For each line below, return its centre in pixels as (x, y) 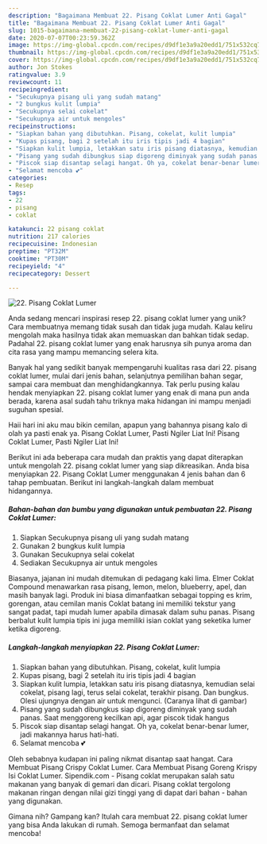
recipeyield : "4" (37, 266)
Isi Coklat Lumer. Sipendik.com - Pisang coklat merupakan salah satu (121, 776)
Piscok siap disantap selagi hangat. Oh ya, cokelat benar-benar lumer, (134, 726)
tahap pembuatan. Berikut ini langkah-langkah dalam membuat (111, 483)
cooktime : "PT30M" (39, 259)
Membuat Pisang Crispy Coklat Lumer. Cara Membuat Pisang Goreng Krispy (133, 768)
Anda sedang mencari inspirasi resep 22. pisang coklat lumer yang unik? (127, 318)
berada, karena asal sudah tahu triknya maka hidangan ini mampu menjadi (130, 401)
